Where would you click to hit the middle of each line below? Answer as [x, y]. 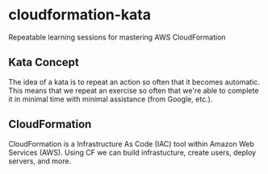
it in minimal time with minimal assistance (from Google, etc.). [111, 99]
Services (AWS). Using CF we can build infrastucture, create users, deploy [132, 152]
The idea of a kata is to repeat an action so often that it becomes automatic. [134, 81]
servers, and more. [40, 161]
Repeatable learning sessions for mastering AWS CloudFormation [117, 37]
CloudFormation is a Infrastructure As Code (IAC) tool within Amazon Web [131, 143]
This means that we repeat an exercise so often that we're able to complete [134, 90]
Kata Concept [44, 62]
